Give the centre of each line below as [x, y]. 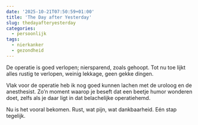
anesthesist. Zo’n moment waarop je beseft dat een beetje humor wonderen [99, 91]
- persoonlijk [29, 34]
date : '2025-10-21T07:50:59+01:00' [50, 12]
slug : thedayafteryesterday [41, 23]
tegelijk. [16, 115]
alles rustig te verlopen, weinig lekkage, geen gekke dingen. [80, 74]
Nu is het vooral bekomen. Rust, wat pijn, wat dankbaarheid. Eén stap [92, 109]
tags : [13, 39]
